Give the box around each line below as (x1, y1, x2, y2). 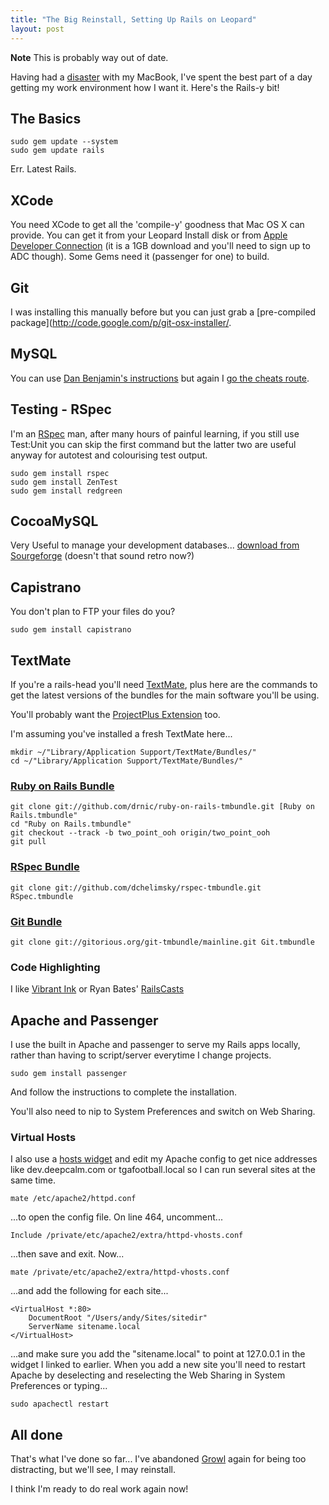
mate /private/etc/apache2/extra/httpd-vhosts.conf (10, 1267, 230, 1278)
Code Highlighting (10, 960, 101, 974)
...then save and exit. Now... (10, 1248, 125, 1260)
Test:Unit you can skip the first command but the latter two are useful (10, 438, 297, 450)
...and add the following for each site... (10, 1285, 169, 1297)
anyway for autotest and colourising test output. (10, 449, 208, 461)
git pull (10, 837, 47, 847)
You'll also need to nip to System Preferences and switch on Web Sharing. (10, 1106, 316, 1117)
